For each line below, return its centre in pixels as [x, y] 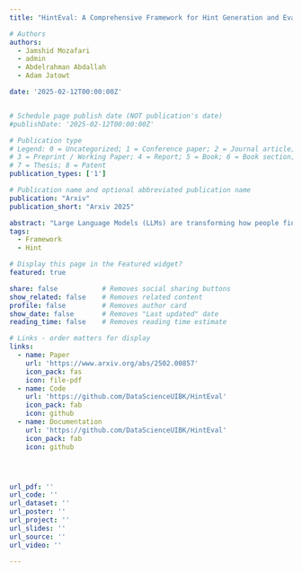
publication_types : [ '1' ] [58, 174]
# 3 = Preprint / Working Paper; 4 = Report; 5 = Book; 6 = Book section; [152, 157]
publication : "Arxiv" [50, 198]
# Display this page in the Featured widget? [96, 264]
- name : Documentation [60, 422]
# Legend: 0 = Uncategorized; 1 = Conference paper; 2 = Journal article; [152, 149]
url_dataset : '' [40, 504]
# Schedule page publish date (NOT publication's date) [116, 116]
